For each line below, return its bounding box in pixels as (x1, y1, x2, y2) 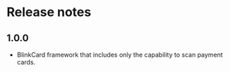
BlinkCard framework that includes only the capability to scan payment (16, 50, 223, 59)
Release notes (6, 4, 92, 20)
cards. (16, 58, 36, 66)
